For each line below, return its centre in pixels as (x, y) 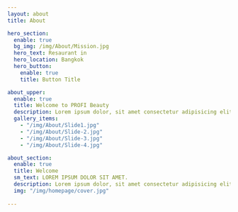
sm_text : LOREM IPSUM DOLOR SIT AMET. (71, 178)
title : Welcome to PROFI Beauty (62, 106)
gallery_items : (36, 119)
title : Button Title (50, 79)
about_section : (30, 158)
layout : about (28, 14)
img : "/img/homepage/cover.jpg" (62, 191)
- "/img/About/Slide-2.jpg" (61, 132)
